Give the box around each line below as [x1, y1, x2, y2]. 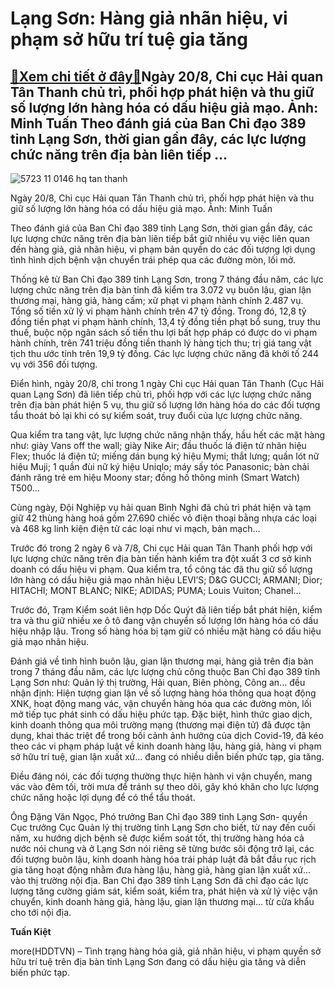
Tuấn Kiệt [10, 926, 52, 937]
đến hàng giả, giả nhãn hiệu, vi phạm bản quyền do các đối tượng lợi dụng [10, 243, 316, 255]
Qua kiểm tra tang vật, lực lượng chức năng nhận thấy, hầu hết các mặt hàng [10, 429, 326, 441]
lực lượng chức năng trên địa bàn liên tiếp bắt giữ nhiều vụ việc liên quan [10, 233, 310, 244]
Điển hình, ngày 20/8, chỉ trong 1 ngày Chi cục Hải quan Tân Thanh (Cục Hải [10, 378, 325, 389]
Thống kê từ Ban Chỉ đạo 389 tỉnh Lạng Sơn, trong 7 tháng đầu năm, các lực [10, 273, 324, 285]
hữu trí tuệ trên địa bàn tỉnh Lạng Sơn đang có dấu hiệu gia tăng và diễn [10, 956, 307, 967]
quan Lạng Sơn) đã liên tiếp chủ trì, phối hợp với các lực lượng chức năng [10, 388, 312, 400]
